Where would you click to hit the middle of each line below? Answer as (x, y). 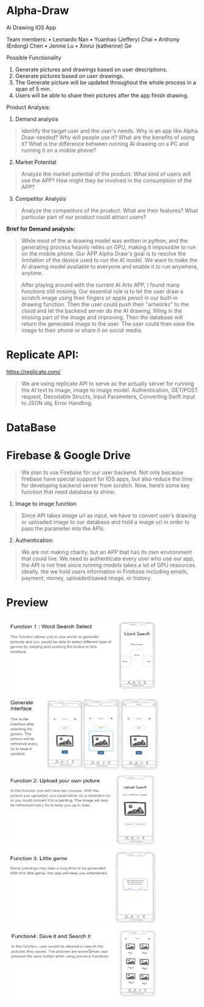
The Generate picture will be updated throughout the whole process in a (106, 82)
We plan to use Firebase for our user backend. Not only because (102, 472)
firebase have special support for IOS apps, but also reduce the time (107, 479)
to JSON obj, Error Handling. (57, 403)
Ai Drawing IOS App (31, 27)
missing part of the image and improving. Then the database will (102, 317)
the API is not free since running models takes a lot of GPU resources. (109, 565)
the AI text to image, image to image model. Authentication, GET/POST (110, 390)
